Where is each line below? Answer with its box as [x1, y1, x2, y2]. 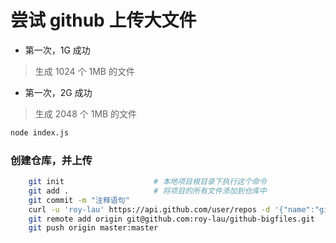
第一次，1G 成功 [24, 44, 91, 56]
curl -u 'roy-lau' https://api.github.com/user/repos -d [28, 204, 271, 215]
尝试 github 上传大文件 [10, 9, 197, 32]
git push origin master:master [28, 223, 159, 233]
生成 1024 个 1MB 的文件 [34, 65, 135, 77]
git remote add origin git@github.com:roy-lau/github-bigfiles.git [28, 214, 315, 224]
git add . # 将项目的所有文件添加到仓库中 [28, 186, 267, 196]
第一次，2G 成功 [24, 86, 93, 98]
